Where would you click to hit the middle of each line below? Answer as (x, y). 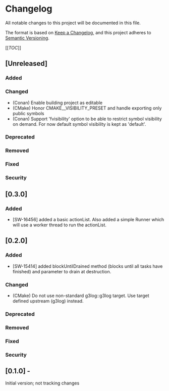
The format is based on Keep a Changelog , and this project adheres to (78, 32)
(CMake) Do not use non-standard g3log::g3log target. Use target (81, 296)
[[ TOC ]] (13, 47)
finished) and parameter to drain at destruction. (62, 271)
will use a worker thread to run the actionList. (60, 225)
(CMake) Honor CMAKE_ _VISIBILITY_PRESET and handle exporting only (87, 108)
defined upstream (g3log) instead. (48, 301)
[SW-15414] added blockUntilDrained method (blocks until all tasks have (88, 266)
